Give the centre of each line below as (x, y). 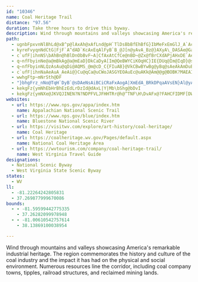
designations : (24, 160)
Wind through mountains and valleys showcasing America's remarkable (93, 247)
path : (13, 39)
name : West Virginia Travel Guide (59, 154)
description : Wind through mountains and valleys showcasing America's (96, 34)
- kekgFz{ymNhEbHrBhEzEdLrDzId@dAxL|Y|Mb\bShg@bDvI (76, 88)
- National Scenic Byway (42, 165)
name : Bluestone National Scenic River (66, 122)
